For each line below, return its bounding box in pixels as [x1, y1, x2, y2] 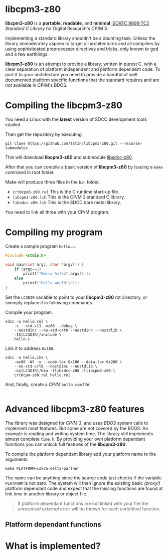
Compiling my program [5, 227, 103, 238]
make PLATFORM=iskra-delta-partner [5, 466, 80, 471]
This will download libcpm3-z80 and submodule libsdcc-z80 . [5, 154, 133, 160]
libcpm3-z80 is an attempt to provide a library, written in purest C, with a [5, 61, 156, 67]
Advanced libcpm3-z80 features [5, 404, 144, 415]
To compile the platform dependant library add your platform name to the [5, 451, 156, 457]
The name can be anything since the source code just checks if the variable [5, 475, 162, 481]
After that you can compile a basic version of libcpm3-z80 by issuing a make [5, 164, 163, 170]
